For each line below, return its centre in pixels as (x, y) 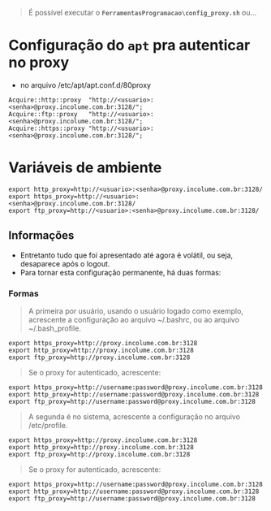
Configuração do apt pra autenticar (129, 45)
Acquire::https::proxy (47, 128)
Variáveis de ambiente (85, 168)
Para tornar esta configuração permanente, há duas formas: (120, 272)
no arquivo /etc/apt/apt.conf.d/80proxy (86, 84)
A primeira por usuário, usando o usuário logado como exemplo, (135, 311)
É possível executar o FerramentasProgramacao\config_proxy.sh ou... (142, 13)
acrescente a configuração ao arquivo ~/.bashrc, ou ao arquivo (133, 319)
